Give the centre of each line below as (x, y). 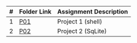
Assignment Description (93, 11)
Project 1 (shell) (80, 21)
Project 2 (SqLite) (82, 31)
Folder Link (35, 11)
